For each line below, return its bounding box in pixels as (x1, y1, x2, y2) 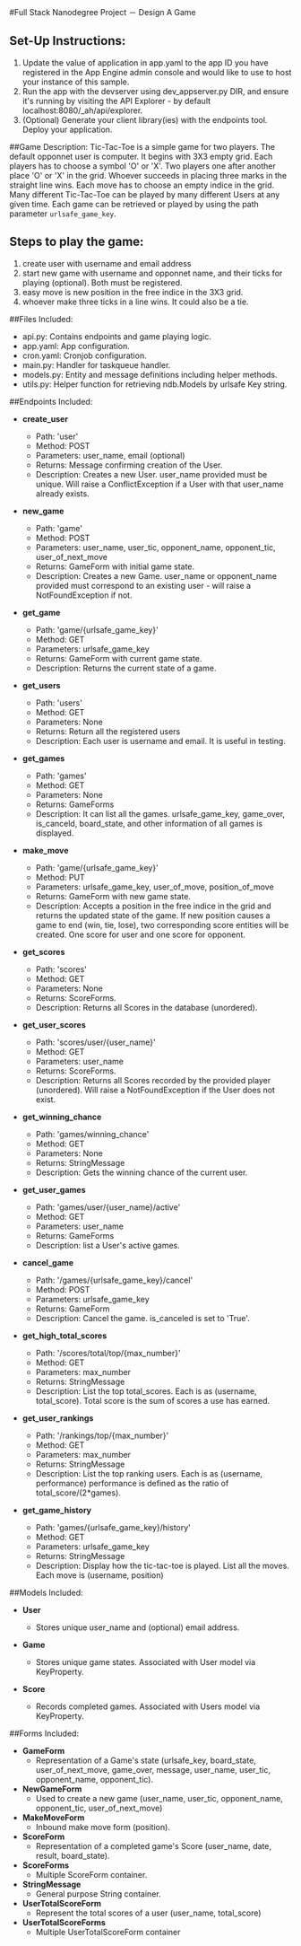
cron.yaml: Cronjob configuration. (21, 350, 147, 361)
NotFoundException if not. (35, 590, 133, 600)
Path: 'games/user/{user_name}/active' (35, 1201, 181, 1213)
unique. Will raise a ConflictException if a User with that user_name (35, 478, 284, 489)
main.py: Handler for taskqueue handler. (21, 359, 171, 370)
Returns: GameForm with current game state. (35, 653, 202, 663)
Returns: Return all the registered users (35, 725, 181, 737)
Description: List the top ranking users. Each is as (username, (35, 1468, 262, 1478)
